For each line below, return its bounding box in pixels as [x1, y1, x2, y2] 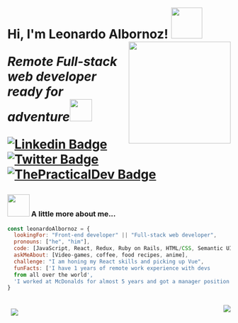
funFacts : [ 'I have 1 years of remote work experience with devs [13, 264, 211, 272]
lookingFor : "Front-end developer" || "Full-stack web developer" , [13, 232, 217, 239]
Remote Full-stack [7, 54, 118, 70]
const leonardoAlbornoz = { [7, 225, 91, 232]
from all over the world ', [13, 271, 93, 278]
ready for [7, 84, 64, 100]
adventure [7, 109, 70, 125]
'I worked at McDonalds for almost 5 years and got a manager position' [13, 278, 233, 285]
